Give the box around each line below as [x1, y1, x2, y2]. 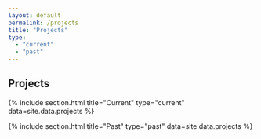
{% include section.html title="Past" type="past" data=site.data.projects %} [8, 121, 253, 130]
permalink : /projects [8, 19, 79, 27]
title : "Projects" [8, 26, 68, 34]
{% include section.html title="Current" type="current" [8, 97, 186, 107]
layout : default [8, 11, 61, 20]
